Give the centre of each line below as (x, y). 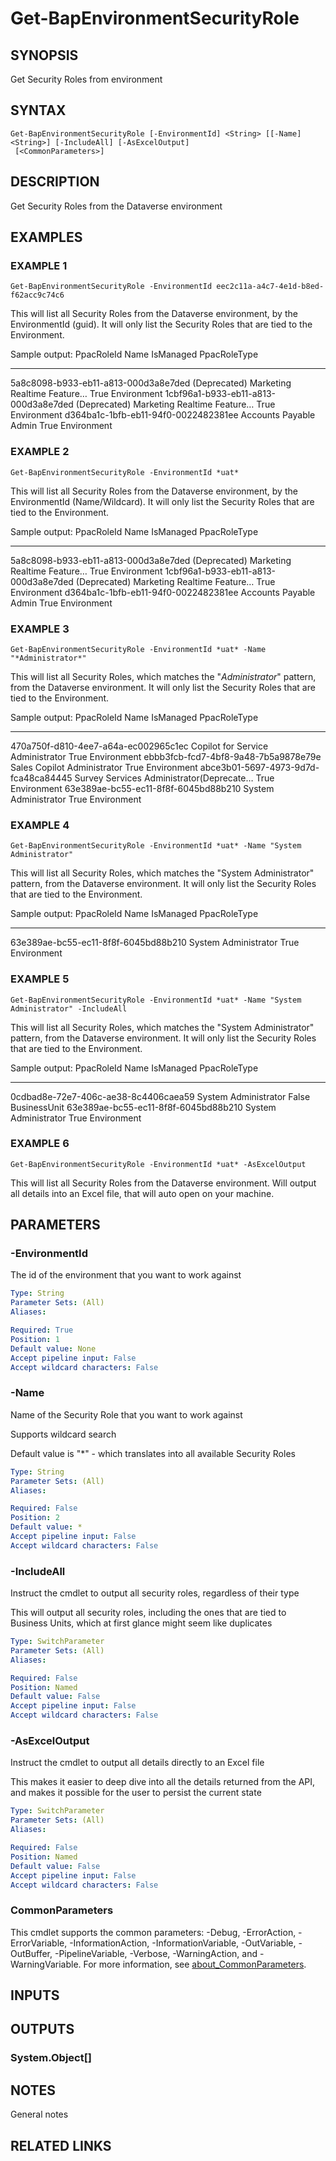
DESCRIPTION (55, 182)
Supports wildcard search (63, 1434)
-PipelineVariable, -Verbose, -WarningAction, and (156, 1953)
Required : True (42, 1330)
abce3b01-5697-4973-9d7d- (259, 767)
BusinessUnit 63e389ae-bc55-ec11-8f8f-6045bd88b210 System (143, 1107)
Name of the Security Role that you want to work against (126, 1414)
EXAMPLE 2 (40, 452)
